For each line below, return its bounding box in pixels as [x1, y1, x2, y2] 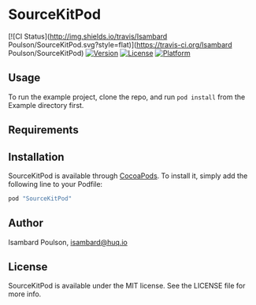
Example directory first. [8, 100, 84, 110]
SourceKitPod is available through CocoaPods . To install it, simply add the [8, 171, 248, 180]
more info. [8, 289, 42, 299]
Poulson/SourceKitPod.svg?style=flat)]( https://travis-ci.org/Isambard [8, 39, 232, 49]
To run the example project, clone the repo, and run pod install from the [8, 92, 246, 102]
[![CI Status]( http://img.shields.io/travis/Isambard [8, 32, 168, 41]
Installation [8, 150, 65, 163]
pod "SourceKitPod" [8, 195, 72, 203]
